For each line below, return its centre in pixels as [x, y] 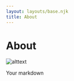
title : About [22, 17]
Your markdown [25, 73]
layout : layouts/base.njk [37, 11]
